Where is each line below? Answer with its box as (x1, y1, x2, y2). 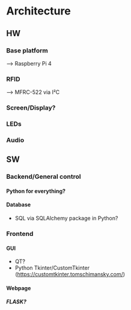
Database (6, 201, 31, 208)
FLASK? (6, 298, 27, 305)
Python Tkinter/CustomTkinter (14, 264, 90, 271)
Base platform (6, 46, 48, 55)
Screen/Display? (6, 104, 56, 112)
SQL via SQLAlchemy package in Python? (14, 215, 118, 222)
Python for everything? (6, 187, 66, 194)
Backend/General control (6, 173, 81, 181)
